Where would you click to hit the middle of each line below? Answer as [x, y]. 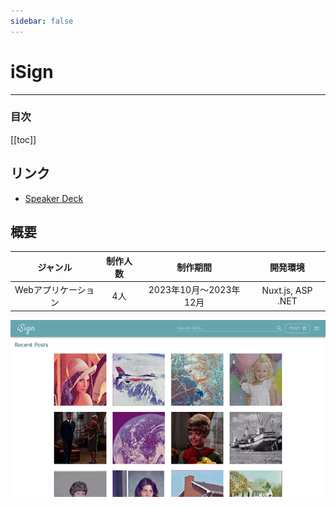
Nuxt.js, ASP [287, 291]
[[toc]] [23, 139]
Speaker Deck [54, 198]
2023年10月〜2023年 [194, 290]
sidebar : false [42, 21]
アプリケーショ [64, 290]
